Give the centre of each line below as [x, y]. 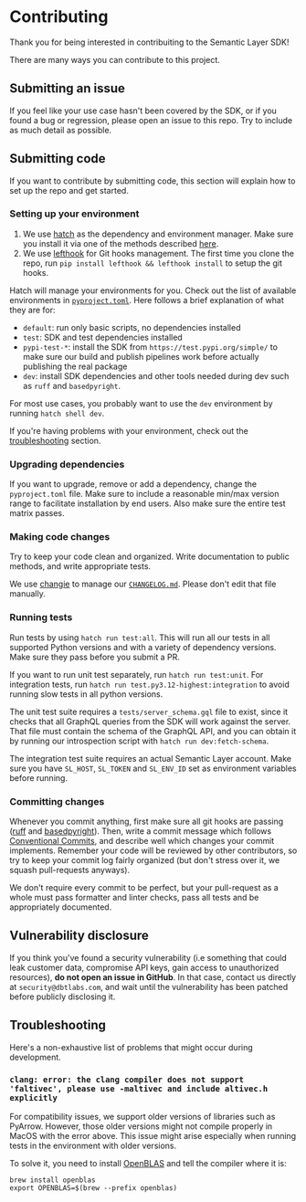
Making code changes [60, 537]
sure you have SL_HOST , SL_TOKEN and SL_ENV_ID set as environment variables [153, 768]
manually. [27, 594]
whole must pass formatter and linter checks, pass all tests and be [134, 898]
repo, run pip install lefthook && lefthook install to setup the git [153, 263]
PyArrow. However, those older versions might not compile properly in [141, 1126]
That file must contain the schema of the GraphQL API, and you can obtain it [153, 731]
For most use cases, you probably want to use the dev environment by [141, 403]
